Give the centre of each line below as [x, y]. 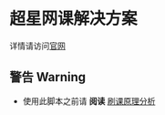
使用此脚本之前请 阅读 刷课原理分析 [89, 100]
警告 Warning [48, 77]
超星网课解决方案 [74, 19]
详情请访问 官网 [37, 46]
